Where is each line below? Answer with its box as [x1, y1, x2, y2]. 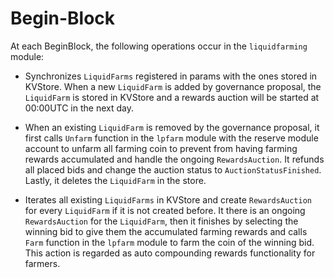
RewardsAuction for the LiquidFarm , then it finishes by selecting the [24, 215, 299, 227]
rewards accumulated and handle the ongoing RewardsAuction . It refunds [24, 153, 325, 165]
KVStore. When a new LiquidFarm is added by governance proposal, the [24, 80, 322, 92]
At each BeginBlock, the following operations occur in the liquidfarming [10, 40, 308, 52]
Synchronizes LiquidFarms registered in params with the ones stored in [24, 70, 318, 82]
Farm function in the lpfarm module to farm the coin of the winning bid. [24, 236, 315, 248]
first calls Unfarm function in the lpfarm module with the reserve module [24, 132, 319, 144]
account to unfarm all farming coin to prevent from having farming [24, 142, 298, 154]
